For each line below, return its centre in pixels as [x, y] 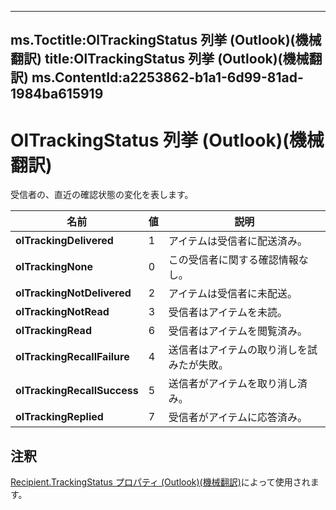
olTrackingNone [54, 267]
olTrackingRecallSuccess [77, 391]
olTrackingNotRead [62, 312]
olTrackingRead [53, 331]
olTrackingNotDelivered [73, 293]
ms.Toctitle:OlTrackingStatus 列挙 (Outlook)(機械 [166, 40]
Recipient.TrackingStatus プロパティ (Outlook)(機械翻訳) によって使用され [160, 482]
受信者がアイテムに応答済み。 [238, 418]
